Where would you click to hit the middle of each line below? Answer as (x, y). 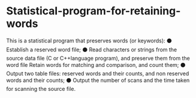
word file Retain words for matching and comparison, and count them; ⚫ (96, 65)
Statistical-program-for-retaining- (94, 11)
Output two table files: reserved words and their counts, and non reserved (98, 73)
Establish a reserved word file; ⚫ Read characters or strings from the (92, 50)
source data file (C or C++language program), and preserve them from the (98, 58)
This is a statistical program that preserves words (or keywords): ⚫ (89, 41)
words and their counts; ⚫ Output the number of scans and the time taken (98, 80)
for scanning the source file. (41, 88)
